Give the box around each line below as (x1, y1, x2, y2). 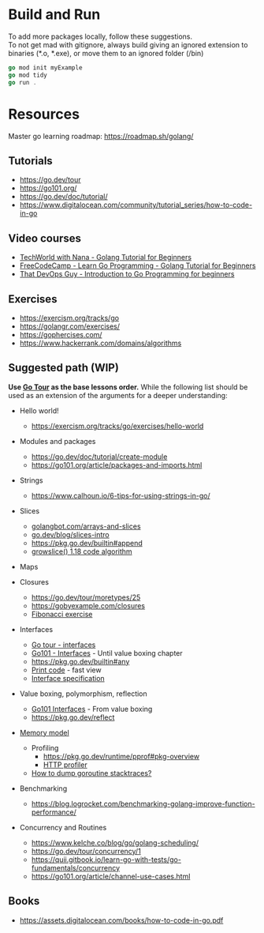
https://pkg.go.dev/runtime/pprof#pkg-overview (43, 751, 199, 761)
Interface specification (31, 673, 105, 683)
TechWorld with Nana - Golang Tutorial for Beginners (19, 253, 191, 262)
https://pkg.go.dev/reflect (31, 713, 115, 722)
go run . (8, 78, 37, 86)
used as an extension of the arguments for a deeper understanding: (8, 390, 228, 400)
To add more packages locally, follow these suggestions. (8, 32, 193, 41)
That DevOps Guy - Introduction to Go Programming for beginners (19, 269, 235, 279)
